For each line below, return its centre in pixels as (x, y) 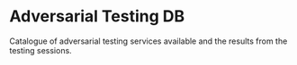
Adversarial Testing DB (97, 16)
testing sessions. (40, 50)
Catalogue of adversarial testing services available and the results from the (148, 41)
